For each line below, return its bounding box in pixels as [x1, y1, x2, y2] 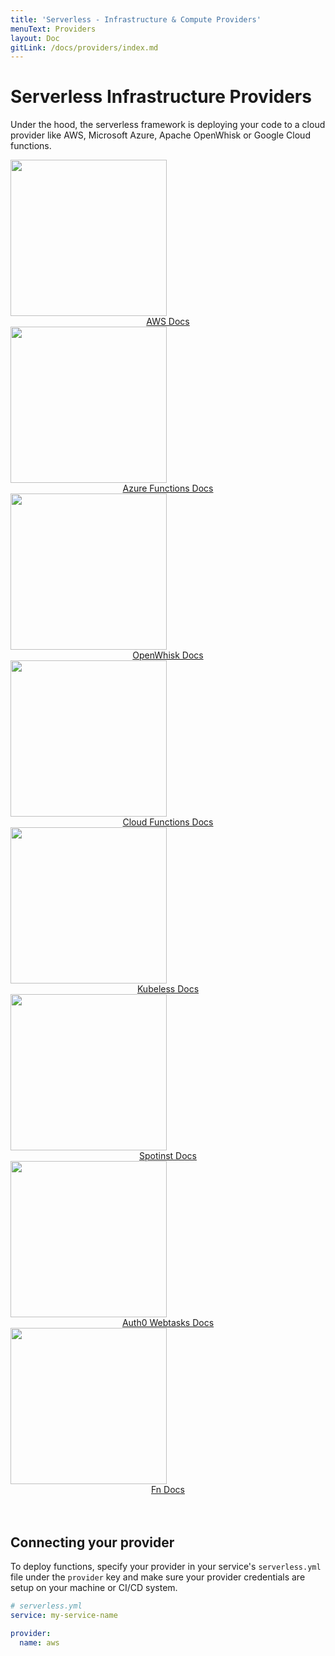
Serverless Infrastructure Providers [10, 86, 312, 108]
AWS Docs [146, 316, 190, 328]
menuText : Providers [10, 24, 97, 34]
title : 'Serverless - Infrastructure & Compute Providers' [10, 14, 262, 25]
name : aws [19, 1637, 60, 1648]
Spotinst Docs [139, 1150, 197, 1162]
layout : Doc [10, 33, 60, 43]
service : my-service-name [10, 1610, 118, 1620]
